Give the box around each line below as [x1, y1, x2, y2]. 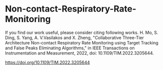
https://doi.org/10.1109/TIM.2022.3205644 [5, 59, 90, 65]
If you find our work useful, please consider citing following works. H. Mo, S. [5, 29, 159, 35]
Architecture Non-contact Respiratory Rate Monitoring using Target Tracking [5, 40, 159, 45]
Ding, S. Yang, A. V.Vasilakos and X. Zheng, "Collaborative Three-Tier [5, 35, 145, 41]
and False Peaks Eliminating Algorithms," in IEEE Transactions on [5, 45, 135, 51]
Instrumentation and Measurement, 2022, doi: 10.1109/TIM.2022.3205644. [5, 50, 154, 56]
